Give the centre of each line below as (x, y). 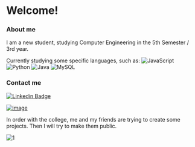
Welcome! (32, 11)
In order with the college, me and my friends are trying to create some (94, 119)
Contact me (24, 83)
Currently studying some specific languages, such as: (73, 60)
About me (21, 30)
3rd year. (18, 49)
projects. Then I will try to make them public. (62, 126)
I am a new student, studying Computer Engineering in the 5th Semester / (97, 42)
